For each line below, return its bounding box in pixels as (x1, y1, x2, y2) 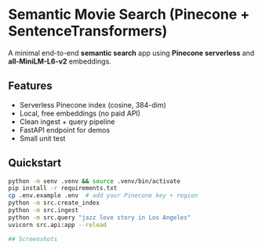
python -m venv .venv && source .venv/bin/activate (8, 177, 180, 185)
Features (8, 79, 53, 93)
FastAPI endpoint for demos (19, 125, 111, 134)
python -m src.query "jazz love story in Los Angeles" (8, 214, 191, 222)
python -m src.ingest (8, 207, 79, 214)
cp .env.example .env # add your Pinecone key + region (8, 192, 198, 200)
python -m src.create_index (8, 199, 100, 207)
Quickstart (8, 156, 62, 170)
